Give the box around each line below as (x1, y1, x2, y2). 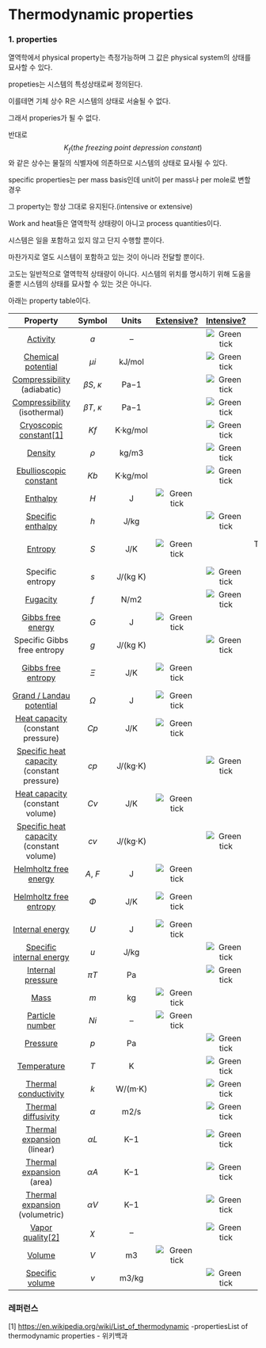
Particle (26, 1010, 55, 1022)
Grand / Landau (12, 690, 70, 701)
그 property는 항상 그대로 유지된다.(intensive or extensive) (8, 202, 193, 212)
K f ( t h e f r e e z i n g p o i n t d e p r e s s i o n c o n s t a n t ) (63, 143, 203, 155)
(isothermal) (18, 407, 65, 418)
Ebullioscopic (16, 465, 66, 476)
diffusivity (22, 1111, 60, 1122)
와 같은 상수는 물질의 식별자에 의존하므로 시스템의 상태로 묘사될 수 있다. (8, 158, 228, 168)
